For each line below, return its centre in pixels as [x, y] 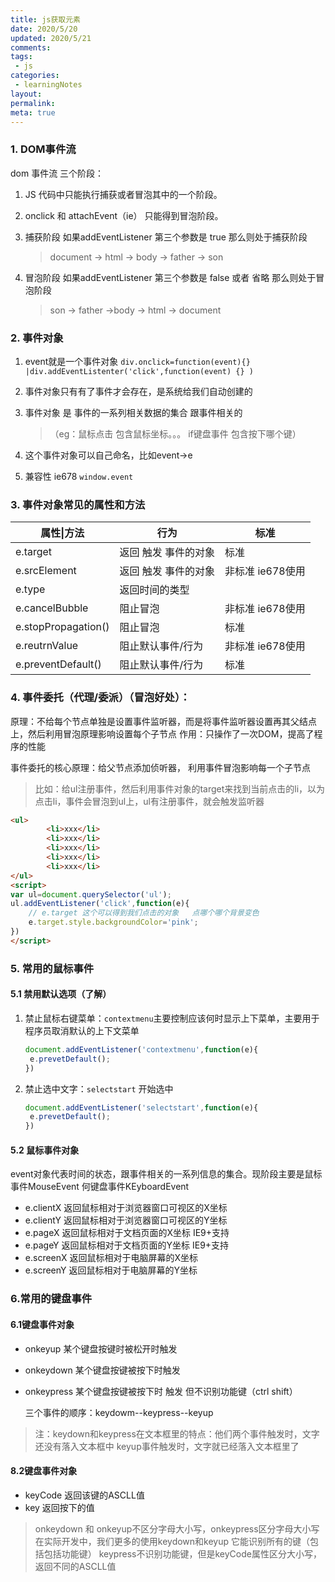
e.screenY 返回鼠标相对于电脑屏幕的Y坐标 [111, 1270]
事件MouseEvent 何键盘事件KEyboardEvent [100, 1187]
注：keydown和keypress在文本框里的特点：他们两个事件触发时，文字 [177, 1433]
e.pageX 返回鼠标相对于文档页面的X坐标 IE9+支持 [127, 1233]
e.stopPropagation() [62, 627]
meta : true [33, 112]
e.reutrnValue [47, 646]
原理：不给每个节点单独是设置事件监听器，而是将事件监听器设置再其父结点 [163, 721]
